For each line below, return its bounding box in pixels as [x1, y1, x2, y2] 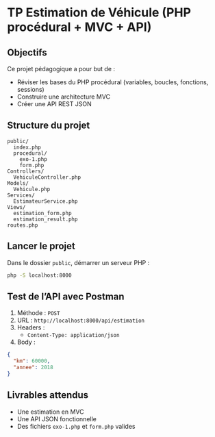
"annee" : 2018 [13, 364, 53, 371]
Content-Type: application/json [27, 332, 120, 339]
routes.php [7, 221, 38, 229]
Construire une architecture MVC [16, 92, 111, 101]
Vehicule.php [13, 186, 51, 192]
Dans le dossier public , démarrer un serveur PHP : [7, 258, 150, 266]
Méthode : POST [16, 309, 60, 317]
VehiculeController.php [13, 173, 81, 181]
